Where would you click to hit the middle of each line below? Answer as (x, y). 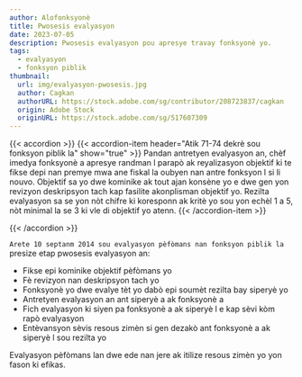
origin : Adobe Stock (56, 110)
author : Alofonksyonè (50, 18)
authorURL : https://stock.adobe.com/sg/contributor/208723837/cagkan (151, 101)
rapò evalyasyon (53, 319)
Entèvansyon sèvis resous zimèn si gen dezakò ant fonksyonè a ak (146, 328)
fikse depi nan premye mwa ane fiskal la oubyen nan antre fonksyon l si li (145, 173)
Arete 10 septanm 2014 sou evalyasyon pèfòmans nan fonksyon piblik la (146, 245)
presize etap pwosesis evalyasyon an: (80, 254)
